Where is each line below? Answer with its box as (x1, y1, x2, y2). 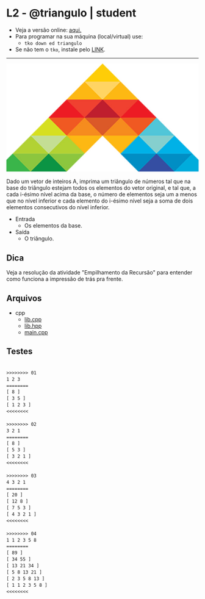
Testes (6, 346, 33, 357)
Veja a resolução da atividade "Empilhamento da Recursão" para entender (6, 269, 193, 276)
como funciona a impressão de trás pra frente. (6, 275, 123, 283)
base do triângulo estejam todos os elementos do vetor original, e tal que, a (6, 184, 196, 192)
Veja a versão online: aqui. (15, 26, 82, 34)
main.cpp (24, 329, 48, 336)
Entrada (15, 215, 35, 223)
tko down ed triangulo (24, 40, 82, 46)
